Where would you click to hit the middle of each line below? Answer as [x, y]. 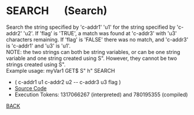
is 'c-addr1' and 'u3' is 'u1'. [39, 46]
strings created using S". [36, 64]
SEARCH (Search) [57, 11]
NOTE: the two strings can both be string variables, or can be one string [93, 52]
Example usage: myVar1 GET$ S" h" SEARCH [61, 70]
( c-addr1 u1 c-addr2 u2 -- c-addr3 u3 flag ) [68, 82]
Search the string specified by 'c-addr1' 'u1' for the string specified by [91, 27]
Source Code [31, 88]
